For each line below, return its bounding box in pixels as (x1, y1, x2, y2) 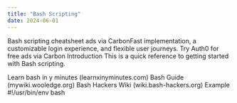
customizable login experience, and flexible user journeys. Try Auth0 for (7, 44, 219, 53)
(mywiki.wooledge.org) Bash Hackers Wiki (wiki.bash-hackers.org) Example (7, 80, 230, 89)
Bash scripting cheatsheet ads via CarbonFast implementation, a (7, 36, 197, 45)
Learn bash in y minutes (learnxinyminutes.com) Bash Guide (7, 72, 184, 82)
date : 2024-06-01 (7, 17, 59, 24)
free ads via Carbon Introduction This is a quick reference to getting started (7, 51, 229, 60)
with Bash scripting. (7, 59, 65, 67)
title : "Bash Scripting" (7, 10, 81, 18)
